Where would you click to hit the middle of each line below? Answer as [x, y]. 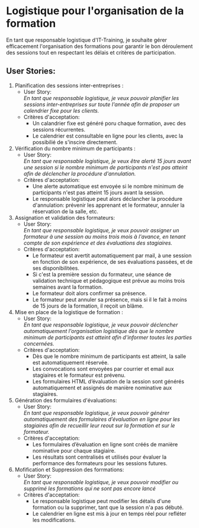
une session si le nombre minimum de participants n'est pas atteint [105, 167]
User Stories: [31, 71]
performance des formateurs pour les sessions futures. [100, 463]
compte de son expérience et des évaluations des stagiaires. [98, 243]
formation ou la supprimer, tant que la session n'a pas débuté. [108, 507]
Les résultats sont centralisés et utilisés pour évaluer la [99, 457]
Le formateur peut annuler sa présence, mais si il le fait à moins [110, 299]
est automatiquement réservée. [70, 362]
